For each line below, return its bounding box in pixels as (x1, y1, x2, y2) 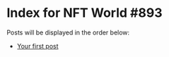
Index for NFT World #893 (6, 5, 163, 21)
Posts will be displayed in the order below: (6, 28, 130, 37)
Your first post (16, 42, 59, 50)
